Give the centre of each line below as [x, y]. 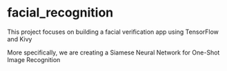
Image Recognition [34, 59]
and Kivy [20, 39]
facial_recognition [60, 13]
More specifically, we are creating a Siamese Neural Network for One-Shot [113, 52]
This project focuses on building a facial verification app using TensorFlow [113, 32]
